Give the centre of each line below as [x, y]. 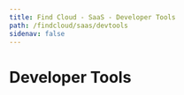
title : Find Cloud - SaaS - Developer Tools [92, 17]
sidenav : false [37, 33]
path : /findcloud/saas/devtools [69, 26]
